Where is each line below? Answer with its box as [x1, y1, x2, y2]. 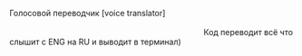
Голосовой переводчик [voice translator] [9, 8, 166, 18]
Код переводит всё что [203, 27, 293, 37]
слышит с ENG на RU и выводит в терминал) [9, 36, 181, 47]
